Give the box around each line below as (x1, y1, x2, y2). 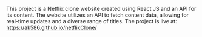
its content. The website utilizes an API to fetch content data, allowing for (6, 11, 189, 18)
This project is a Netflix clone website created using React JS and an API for (6, 5, 197, 12)
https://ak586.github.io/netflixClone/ (6, 24, 97, 31)
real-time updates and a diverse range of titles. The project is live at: (6, 18, 177, 24)
